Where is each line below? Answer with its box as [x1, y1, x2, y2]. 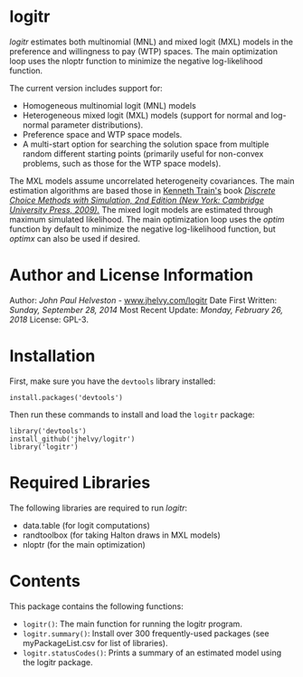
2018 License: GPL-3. [9, 314, 89, 325]
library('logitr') [9, 442, 79, 452]
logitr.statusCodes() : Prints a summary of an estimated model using [22, 647, 282, 658]
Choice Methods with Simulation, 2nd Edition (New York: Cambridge [9, 195, 265, 205]
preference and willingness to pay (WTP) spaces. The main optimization [9, 45, 279, 56]
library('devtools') [9, 426, 88, 435]
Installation [9, 346, 96, 367]
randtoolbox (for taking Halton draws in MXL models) [22, 529, 222, 540]
